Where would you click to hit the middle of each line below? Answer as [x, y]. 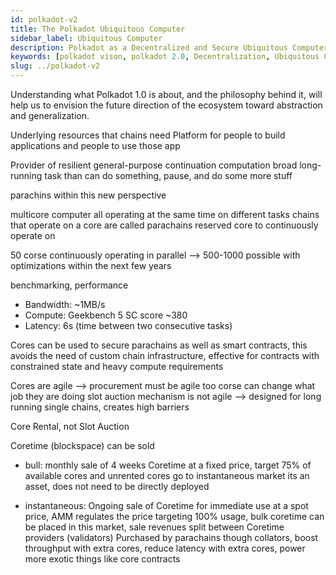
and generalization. [50, 115]
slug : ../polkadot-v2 [55, 66]
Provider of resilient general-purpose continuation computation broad [154, 165]
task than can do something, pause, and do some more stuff [168, 175]
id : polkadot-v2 [44, 19]
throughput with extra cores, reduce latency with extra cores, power [165, 548]
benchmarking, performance [69, 285]
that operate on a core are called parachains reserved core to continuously [164, 225]
